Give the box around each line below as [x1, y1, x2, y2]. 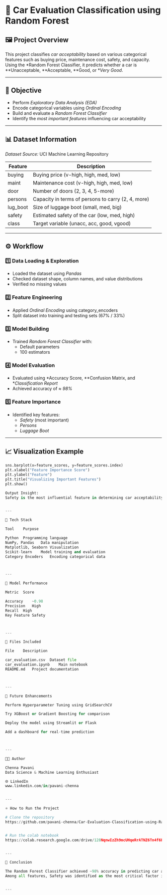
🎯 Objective [5, 86, 42, 95]
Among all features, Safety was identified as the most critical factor [5, 874, 159, 879]
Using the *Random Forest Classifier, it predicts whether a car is [5, 62, 137, 68]
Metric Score [5, 590, 35, 595]
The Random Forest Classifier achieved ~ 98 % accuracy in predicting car [5, 869, 159, 874]
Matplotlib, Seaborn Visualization [5, 545, 79, 550]
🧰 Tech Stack [5, 517, 32, 523]
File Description [5, 649, 48, 654]
